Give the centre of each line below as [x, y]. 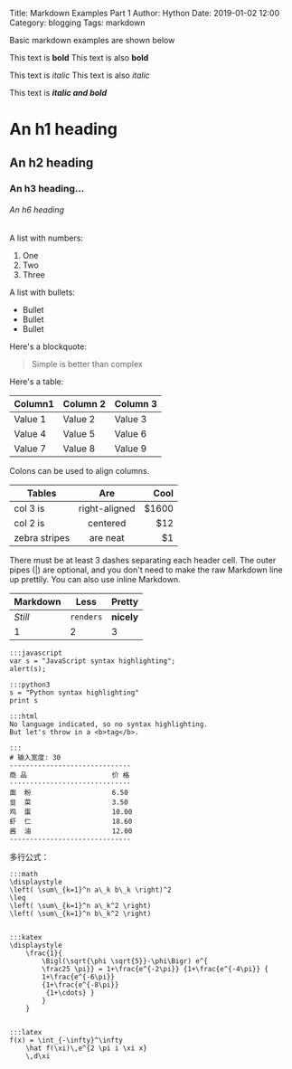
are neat [107, 537]
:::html [24, 716]
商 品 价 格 [70, 775]
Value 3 [131, 419]
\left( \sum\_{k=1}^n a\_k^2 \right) [80, 905]
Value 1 [30, 419]
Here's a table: [37, 381]
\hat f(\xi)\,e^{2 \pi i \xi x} [86, 1048]
